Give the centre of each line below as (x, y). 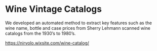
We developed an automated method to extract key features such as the (78, 23)
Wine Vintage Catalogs (54, 9)
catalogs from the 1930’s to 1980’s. (40, 33)
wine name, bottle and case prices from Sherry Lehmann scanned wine (78, 28)
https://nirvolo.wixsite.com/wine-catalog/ (47, 43)
